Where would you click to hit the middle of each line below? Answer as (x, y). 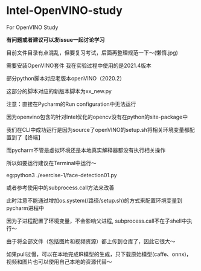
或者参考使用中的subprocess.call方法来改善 (60, 188)
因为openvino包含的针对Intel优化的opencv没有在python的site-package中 (97, 117)
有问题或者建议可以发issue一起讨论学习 (56, 39)
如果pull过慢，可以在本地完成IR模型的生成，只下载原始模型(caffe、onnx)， (99, 254)
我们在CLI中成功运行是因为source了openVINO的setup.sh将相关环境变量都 (98, 129)
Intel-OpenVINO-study (64, 11)
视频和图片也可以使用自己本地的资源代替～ (59, 261)
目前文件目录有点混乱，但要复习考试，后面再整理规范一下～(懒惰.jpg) (92, 53)
